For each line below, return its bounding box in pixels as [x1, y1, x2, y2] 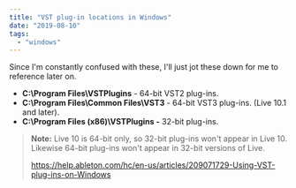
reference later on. [9, 71, 77, 82]
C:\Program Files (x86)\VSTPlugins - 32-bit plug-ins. [21, 117, 219, 127]
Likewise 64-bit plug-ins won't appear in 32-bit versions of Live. [30, 143, 265, 154]
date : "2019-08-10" [9, 21, 81, 30]
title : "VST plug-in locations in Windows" [9, 12, 172, 22]
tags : [9, 29, 29, 38]
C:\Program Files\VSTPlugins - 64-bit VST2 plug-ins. [21, 88, 219, 99]
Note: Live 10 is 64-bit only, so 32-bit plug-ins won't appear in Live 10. [30, 133, 288, 144]
